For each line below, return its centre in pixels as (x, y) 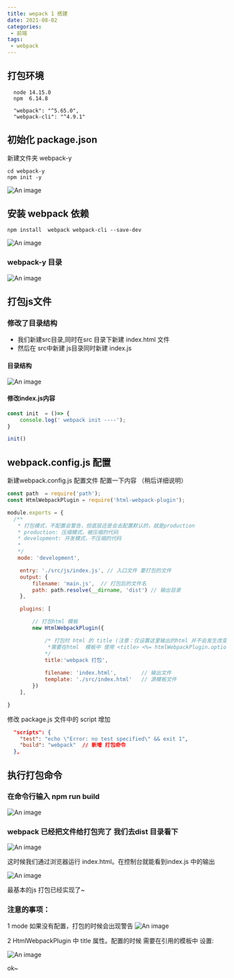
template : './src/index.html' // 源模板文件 (110, 679)
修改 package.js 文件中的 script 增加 (59, 719)
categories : (24, 26)
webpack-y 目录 (35, 262)
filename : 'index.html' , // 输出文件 (108, 673)
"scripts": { (32, 732)
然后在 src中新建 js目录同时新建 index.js (75, 348)
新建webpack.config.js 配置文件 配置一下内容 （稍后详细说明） (97, 480)
